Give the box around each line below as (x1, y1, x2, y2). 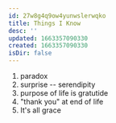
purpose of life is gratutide (19, 88, 109, 97)
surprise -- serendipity (19, 80, 96, 89)
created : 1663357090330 (8, 42, 89, 50)
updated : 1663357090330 (8, 34, 89, 43)
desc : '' (8, 27, 38, 35)
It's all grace (19, 105, 62, 115)
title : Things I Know (8, 19, 81, 27)
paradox (19, 72, 48, 80)
